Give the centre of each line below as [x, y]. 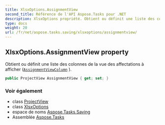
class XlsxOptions [30, 106]
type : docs [16, 23]
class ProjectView [30, 101]
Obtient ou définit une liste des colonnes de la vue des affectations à [74, 64]
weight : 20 [16, 28]
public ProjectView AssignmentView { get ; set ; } [57, 78]
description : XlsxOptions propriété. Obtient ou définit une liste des [80, 19]
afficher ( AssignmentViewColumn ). [39, 69]
